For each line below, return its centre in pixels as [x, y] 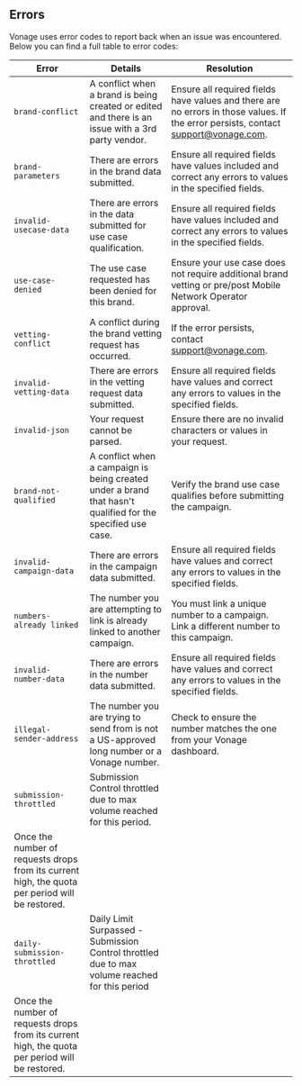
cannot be [111, 430]
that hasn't [112, 501]
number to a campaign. [220, 614]
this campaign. [202, 637]
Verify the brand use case [225, 484]
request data [116, 393]
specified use [118, 523]
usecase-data [42, 230]
